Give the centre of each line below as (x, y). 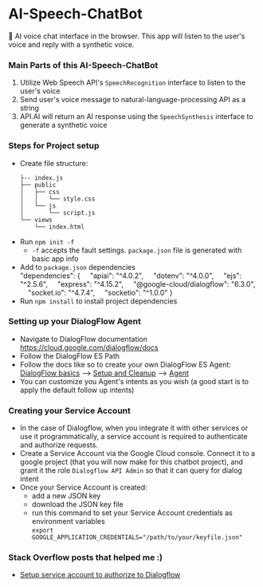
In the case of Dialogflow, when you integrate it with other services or (134, 428)
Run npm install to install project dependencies (98, 301)
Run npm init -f (47, 241)
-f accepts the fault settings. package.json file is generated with (137, 250)
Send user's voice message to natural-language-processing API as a (133, 100)
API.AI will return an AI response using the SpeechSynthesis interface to (136, 117)
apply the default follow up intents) (77, 390)
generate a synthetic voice (63, 125)
